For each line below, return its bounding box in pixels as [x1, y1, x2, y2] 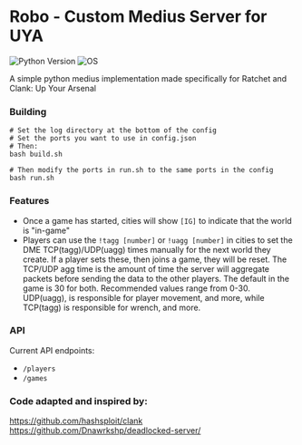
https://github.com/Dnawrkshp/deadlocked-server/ [9, 425, 201, 436]
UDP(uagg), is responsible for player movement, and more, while [22, 292, 265, 303]
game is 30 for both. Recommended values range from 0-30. [22, 283, 251, 294]
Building [9, 105, 47, 118]
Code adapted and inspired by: [9, 394, 148, 407]
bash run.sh [9, 174, 54, 183]
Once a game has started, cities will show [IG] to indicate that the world [22, 215, 292, 226]
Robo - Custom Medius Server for [9, 6, 268, 27]
